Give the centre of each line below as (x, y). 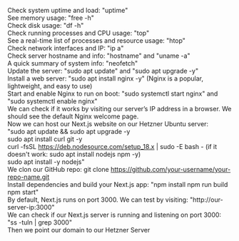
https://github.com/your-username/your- (171, 169)
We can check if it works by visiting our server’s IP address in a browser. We (119, 109)
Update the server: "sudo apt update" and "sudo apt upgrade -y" (103, 71)
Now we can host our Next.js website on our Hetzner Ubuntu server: (108, 124)
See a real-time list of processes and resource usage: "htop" (96, 41)
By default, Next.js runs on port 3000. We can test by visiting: (98, 200)
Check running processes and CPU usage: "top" (78, 33)
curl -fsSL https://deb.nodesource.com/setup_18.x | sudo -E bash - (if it (112, 147)
